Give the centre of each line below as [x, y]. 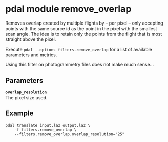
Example [19, 114]
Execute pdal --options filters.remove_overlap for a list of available [79, 49]
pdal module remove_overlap [68, 9]
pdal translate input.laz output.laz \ [48, 125]
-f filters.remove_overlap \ [46, 130]
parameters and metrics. [31, 55]
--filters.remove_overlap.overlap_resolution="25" [70, 134]
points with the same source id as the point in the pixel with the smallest [81, 28]
